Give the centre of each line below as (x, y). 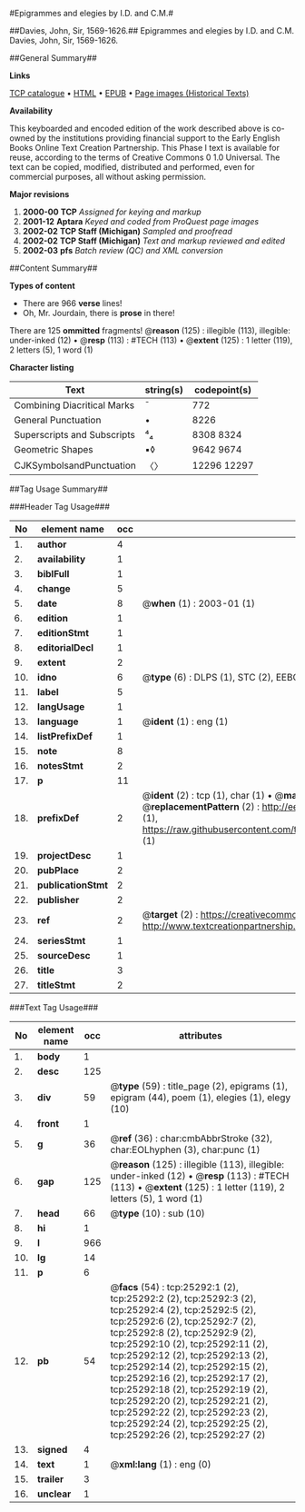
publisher (59, 900)
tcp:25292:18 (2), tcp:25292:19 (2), (189, 1389)
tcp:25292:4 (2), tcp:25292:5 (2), (183, 1310)
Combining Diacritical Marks (74, 405)
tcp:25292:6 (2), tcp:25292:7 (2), (183, 1321)
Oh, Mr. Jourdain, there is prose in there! (98, 313)
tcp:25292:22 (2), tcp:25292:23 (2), (189, 1412)
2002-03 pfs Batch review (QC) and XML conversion (123, 250)
